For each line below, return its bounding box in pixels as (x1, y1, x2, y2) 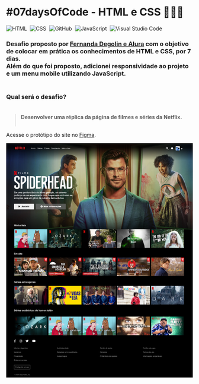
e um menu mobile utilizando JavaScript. (6, 69, 126, 78)
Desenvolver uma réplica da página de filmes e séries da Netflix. (20, 114, 182, 121)
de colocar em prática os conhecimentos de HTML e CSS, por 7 (6, 47, 191, 55)
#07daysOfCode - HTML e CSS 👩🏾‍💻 (6, 5, 184, 19)
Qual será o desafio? (6, 92, 67, 101)
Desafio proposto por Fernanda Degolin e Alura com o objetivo (6, 40, 190, 48)
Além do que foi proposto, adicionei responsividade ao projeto (6, 62, 189, 70)
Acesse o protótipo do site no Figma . (6, 132, 97, 139)
